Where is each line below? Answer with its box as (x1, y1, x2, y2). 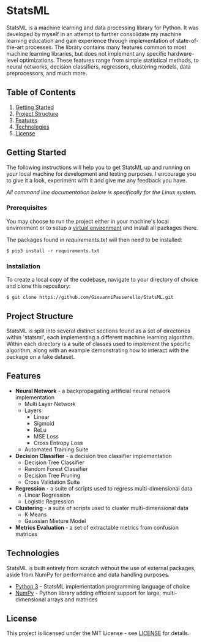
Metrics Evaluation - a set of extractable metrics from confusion (15, 524, 179, 531)
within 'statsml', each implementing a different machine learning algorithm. (6, 333, 195, 340)
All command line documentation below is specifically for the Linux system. (6, 188, 197, 196)
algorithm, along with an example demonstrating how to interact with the (6, 347, 189, 354)
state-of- (176, 37, 199, 44)
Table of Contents (6, 87, 76, 98)
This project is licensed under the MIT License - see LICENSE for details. (6, 630, 190, 637)
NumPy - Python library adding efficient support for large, (15, 589, 161, 596)
